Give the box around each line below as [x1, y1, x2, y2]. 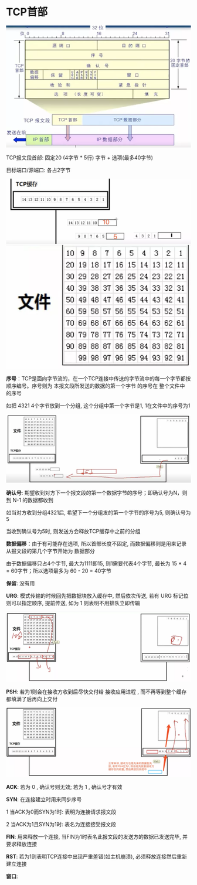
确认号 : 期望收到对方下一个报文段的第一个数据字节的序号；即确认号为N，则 [6, 489, 188, 496]
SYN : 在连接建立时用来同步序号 [6, 795, 82, 803]
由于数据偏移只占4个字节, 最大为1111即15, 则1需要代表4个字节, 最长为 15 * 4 [6, 560, 186, 567]
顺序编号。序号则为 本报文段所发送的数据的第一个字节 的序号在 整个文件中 [6, 382, 185, 389]
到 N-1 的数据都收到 [6, 496, 54, 504]
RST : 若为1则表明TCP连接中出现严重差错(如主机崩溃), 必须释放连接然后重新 [6, 853, 188, 860]
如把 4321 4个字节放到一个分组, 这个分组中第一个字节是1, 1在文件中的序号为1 [6, 402, 191, 409]
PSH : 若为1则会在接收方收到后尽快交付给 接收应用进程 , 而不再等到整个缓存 [6, 688, 187, 695]
